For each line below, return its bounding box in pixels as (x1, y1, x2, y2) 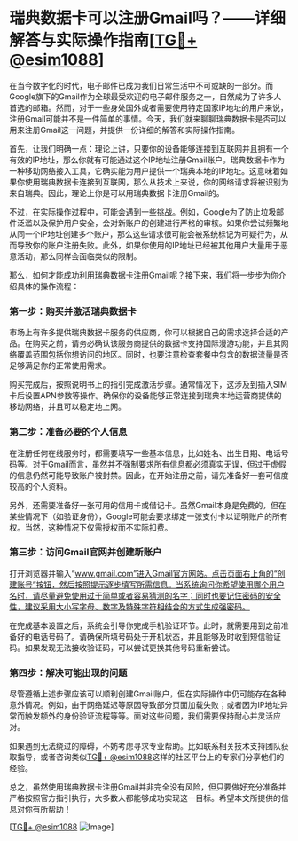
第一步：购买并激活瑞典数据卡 (9, 305, 137, 318)
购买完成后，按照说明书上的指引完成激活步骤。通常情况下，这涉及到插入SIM (9, 379, 288, 390)
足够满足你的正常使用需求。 (9, 360, 111, 371)
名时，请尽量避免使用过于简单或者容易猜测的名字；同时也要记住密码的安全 (9, 590, 281, 601)
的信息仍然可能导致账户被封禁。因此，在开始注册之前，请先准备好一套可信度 (9, 469, 289, 480)
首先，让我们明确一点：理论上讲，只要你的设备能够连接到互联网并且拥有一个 (9, 143, 289, 153)
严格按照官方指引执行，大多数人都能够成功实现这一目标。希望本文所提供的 (9, 793, 281, 804)
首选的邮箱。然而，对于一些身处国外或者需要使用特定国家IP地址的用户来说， (9, 102, 288, 113)
